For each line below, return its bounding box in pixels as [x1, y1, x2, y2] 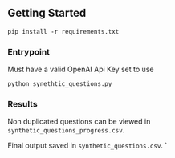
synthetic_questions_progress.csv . [7, 125, 125, 135]
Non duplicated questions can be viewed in [7, 116, 151, 127]
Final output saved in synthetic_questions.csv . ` [7, 140, 168, 151]
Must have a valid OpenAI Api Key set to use [7, 64, 154, 75]
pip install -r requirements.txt [7, 27, 120, 35]
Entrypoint [7, 46, 50, 57]
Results [7, 99, 38, 110]
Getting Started [7, 6, 87, 20]
